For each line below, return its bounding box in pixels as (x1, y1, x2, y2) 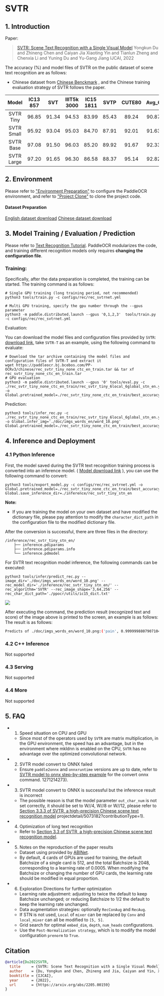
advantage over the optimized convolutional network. (19, 751, 127, 757)
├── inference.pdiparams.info (14, 546, 76, 552)
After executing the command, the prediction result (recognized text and (5, 609, 150, 615)
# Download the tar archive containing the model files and (5, 354, 130, 359)
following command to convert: (5, 473, 68, 478)
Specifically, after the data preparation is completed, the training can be (5, 276, 150, 282)
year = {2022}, (9, 977, 51, 983)
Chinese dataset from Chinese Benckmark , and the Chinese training (12, 79, 150, 85)
